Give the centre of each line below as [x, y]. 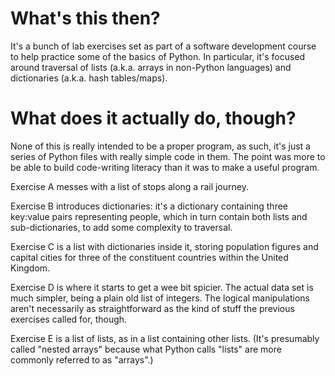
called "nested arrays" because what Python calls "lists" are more [146, 349]
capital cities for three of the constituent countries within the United [149, 257]
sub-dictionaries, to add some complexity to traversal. [121, 227]
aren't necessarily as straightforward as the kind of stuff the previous [152, 308]
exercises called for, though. [69, 319]
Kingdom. [30, 268]
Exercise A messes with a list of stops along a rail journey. [129, 186]
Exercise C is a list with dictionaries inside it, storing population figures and [164, 246]
